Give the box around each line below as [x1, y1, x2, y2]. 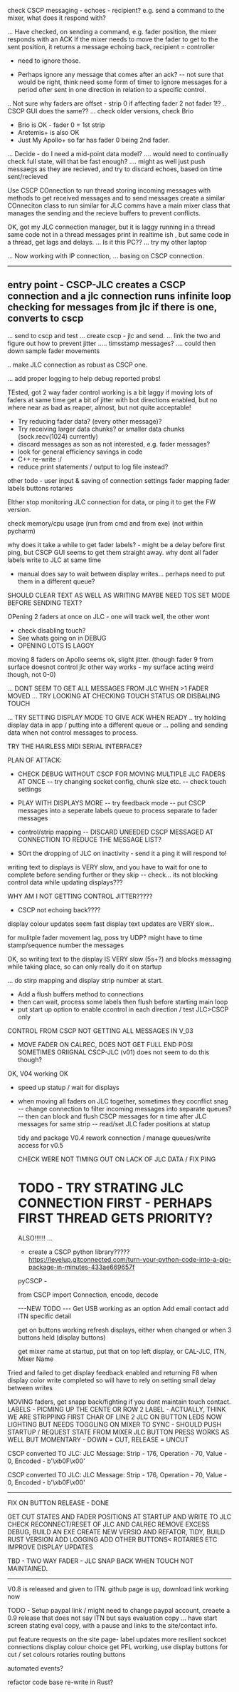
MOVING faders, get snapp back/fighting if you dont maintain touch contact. [7, 1397, 231, 1406]
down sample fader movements [7, 346, 100, 355]
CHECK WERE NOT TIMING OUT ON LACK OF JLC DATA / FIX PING [17, 1155, 216, 1163]
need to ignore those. [17, 56, 81, 65]
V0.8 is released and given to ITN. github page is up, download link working [7, 1584, 229, 1593]
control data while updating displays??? [7, 877, 123, 887]
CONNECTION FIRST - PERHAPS [17, 1195, 213, 1211]
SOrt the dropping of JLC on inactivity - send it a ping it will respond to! [17, 849, 227, 857]
